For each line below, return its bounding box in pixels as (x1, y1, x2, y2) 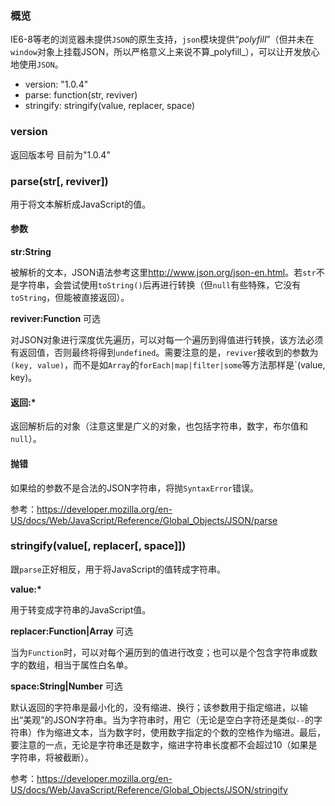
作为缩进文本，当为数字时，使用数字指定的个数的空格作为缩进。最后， (36, 726, 326, 738)
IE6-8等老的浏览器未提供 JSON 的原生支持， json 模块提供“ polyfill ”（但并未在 (10, 33, 315, 46)
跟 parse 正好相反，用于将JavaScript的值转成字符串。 (10, 563, 227, 575)
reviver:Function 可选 (10, 313, 102, 325)
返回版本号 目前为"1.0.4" (10, 148, 111, 161)
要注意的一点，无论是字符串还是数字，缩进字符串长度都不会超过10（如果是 (10, 738, 318, 751)
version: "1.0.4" (24, 78, 89, 91)
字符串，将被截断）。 (10, 751, 94, 763)
